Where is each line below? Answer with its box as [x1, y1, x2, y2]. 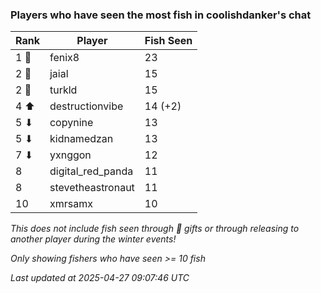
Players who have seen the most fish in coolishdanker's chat [10, 8, 312, 22]
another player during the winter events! [10, 233, 177, 245]
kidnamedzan [49, 132, 114, 146]
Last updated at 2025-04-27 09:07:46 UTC [10, 272, 190, 284]
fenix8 [49, 51, 80, 65]
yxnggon [49, 148, 92, 162]
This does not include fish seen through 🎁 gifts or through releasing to [10, 223, 300, 235]
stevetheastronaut [49, 181, 135, 195]
